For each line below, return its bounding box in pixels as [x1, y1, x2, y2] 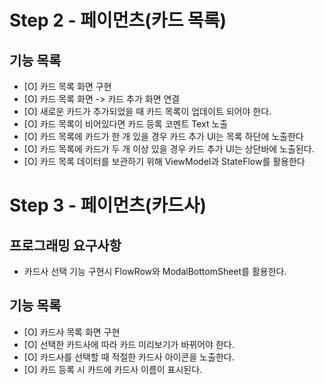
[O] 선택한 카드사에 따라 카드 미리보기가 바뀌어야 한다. [23, 338, 235, 350]
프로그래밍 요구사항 [9, 237, 122, 254]
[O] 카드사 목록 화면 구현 [23, 326, 121, 338]
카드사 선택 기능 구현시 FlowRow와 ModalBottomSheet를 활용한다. [23, 266, 287, 277]
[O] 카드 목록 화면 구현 [23, 81, 112, 92]
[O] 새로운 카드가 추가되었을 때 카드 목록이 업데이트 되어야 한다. [23, 106, 272, 117]
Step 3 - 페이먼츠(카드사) [9, 194, 207, 217]
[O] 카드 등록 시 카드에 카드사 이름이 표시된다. [23, 363, 203, 375]
